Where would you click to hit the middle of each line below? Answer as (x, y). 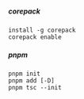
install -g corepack (42, 30)
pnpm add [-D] (32, 80)
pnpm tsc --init (35, 87)
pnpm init (25, 74)
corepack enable (35, 37)
